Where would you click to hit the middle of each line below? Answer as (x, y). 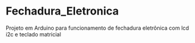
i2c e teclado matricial (34, 34)
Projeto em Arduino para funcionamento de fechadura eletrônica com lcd (97, 28)
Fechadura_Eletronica (62, 11)
